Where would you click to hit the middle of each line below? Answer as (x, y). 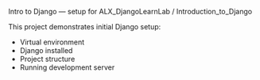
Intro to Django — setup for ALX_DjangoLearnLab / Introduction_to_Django (130, 11)
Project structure (47, 59)
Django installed (46, 50)
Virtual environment (52, 42)
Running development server (67, 67)
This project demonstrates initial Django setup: (85, 27)
